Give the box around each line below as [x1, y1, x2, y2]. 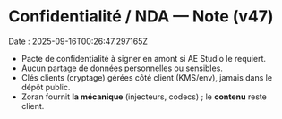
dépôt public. [21, 81, 71, 92]
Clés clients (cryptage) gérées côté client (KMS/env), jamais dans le [21, 72, 273, 82]
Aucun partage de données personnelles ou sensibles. [21, 63, 223, 73]
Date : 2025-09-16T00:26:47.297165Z [8, 36, 149, 47]
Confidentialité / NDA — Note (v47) [8, 6, 274, 27]
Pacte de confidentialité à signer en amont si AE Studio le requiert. [21, 53, 266, 64]
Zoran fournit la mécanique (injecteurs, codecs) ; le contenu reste [21, 91, 268, 102]
